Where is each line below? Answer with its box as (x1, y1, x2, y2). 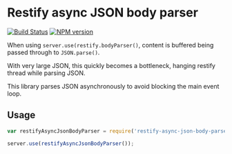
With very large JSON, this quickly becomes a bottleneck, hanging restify (7, 61, 216, 69)
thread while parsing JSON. (7, 69, 86, 77)
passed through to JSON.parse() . (7, 48, 100, 56)
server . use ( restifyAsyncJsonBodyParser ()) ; (7, 140, 135, 147)
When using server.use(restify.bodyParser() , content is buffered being (7, 41, 214, 49)
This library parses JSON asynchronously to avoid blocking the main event (7, 82, 220, 90)
